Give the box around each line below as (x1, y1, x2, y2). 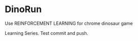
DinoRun (5, 4, 42, 15)
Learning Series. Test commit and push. (5, 30, 89, 36)
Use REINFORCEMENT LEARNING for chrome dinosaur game (5, 20, 133, 26)
